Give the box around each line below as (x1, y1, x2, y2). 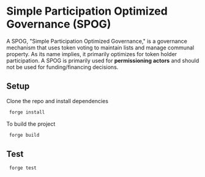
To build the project (6, 120, 56, 128)
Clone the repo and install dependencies (6, 97, 109, 104)
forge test (9, 165, 37, 172)
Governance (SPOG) (6, 17, 111, 31)
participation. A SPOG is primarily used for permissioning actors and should (6, 57, 199, 64)
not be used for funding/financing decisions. (6, 63, 119, 71)
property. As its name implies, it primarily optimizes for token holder (6, 50, 177, 57)
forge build (9, 132, 40, 138)
